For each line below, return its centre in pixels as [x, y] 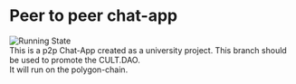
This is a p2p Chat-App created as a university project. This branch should [148, 50]
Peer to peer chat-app [94, 16]
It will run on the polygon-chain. [69, 70]
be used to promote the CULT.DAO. [75, 60]
